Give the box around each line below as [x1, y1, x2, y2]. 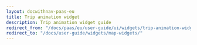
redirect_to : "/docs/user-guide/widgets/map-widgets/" [6, 30, 143, 36]
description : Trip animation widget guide [6, 19, 111, 25]
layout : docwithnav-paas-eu [6, 8, 75, 15]
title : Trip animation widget [6, 14, 80, 20]
